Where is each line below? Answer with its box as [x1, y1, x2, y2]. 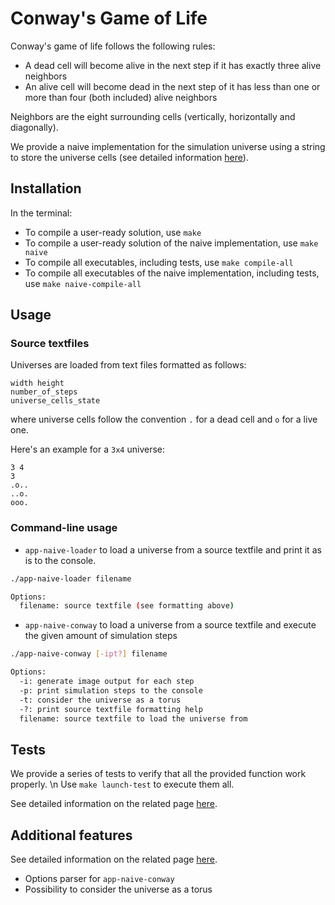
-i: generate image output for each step [19, 677, 195, 687]
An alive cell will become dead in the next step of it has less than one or [24, 80, 321, 92]
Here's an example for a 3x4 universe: [10, 443, 165, 456]
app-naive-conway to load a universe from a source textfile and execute [24, 619, 317, 631]
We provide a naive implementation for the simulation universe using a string [10, 140, 326, 152]
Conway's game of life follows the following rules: [10, 40, 216, 52]
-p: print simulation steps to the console [19, 685, 203, 696]
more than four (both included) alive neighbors [24, 91, 218, 103]
